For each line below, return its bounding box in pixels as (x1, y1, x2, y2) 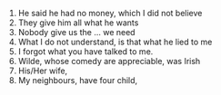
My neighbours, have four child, (17, 75, 138, 85)
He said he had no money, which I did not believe (17, 8, 203, 18)
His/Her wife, (17, 65, 68, 76)
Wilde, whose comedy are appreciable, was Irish (17, 56, 201, 66)
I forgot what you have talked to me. (17, 46, 154, 57)
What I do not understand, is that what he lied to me (17, 36, 213, 47)
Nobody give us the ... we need (17, 27, 136, 37)
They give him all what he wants (17, 17, 139, 28)
